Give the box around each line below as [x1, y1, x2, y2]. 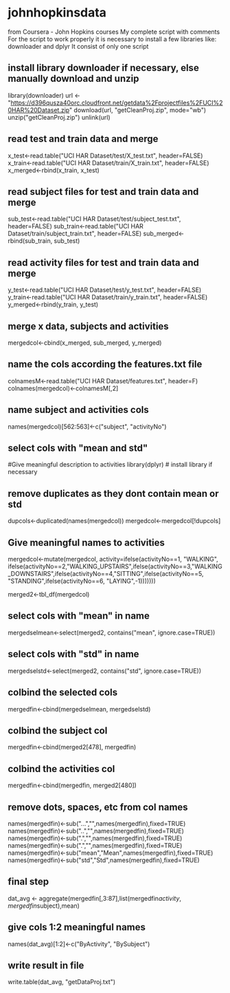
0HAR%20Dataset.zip [8, 105, 70, 114]
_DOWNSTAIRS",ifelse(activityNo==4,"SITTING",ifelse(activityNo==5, [8, 570, 204, 578]
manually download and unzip [8, 73, 139, 85]
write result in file [8, 959, 84, 971]
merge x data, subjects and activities [8, 320, 169, 332]
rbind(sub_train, [8, 237, 53, 245]
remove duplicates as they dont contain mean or [8, 487, 219, 500]
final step [8, 876, 49, 888]
